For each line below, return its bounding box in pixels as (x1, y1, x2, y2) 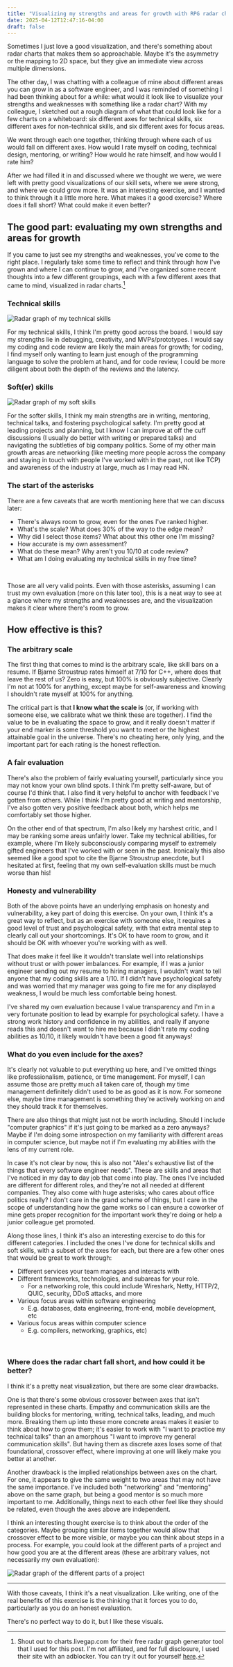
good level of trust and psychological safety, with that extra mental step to (7, 924, 220, 933)
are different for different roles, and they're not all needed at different (7, 1181, 205, 1190)
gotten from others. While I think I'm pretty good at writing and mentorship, (7, 796, 222, 804)
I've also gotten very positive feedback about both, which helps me (7, 803, 200, 812)
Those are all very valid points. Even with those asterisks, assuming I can (7, 581, 216, 590)
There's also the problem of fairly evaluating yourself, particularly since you (7, 773, 223, 782)
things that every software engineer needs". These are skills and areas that (7, 1167, 222, 1175)
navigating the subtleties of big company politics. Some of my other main (7, 441, 216, 450)
